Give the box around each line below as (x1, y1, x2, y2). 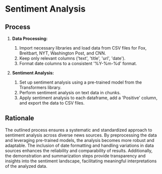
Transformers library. (19, 85, 62, 90)
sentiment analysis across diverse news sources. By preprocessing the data (5, 132, 157, 138)
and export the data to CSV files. (19, 100, 85, 105)
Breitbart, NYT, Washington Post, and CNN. (19, 50, 106, 56)
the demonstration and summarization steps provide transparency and (5, 153, 146, 158)
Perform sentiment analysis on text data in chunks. (19, 90, 121, 95)
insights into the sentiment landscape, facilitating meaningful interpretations (5, 158, 157, 164)
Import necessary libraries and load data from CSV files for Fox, (19, 45, 147, 51)
